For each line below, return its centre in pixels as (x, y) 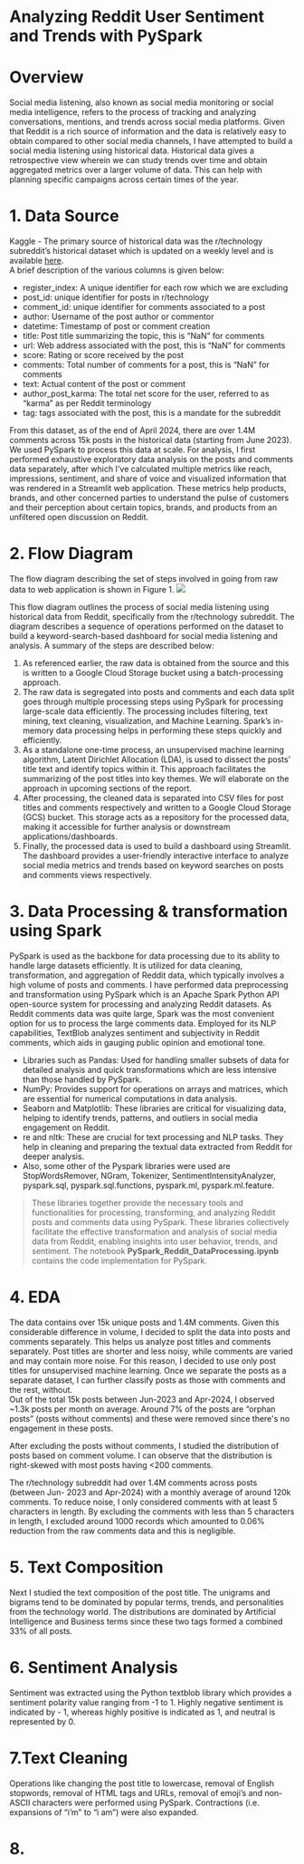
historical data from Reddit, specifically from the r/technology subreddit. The (152, 617)
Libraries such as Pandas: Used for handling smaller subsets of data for (156, 1060)
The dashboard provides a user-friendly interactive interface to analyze (156, 855)
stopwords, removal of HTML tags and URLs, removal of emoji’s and (136, 1792)
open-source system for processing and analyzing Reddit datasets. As (141, 1004)
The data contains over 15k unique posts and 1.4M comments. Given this (144, 1322)
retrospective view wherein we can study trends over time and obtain (138, 160)
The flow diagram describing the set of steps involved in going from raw (144, 579)
